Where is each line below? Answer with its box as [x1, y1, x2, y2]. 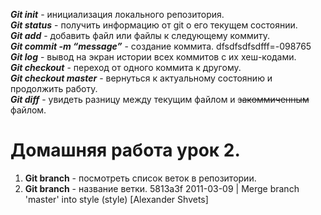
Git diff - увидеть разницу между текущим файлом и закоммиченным [10, 94, 310, 105]
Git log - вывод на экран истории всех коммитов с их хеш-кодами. [10, 51, 297, 63]
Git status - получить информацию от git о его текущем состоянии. [10, 19, 298, 31]
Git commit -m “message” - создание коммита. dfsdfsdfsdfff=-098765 [10, 40, 312, 52]
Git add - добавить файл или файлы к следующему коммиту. [10, 30, 271, 41]
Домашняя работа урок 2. [10, 139, 241, 162]
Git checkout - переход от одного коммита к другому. [10, 62, 242, 73]
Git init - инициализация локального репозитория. [10, 9, 225, 20]
